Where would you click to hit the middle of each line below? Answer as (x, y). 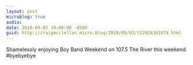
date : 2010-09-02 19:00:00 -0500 (47, 28)
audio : (14, 22)
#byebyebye (21, 56)
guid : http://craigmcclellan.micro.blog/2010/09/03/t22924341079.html (94, 33)
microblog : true (26, 17)
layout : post (22, 11)
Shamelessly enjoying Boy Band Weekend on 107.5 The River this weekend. (97, 49)
